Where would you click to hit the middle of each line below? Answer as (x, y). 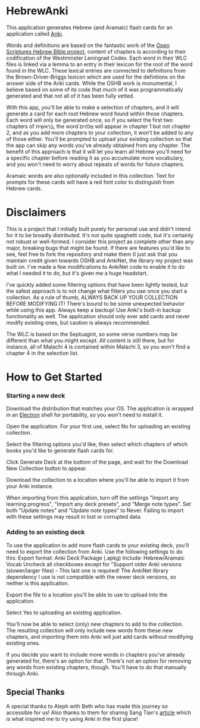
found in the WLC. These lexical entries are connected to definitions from (96, 70)
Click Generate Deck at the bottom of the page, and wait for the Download (97, 462)
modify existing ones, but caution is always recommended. (78, 322)
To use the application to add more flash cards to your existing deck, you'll (98, 545)
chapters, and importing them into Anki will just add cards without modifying (100, 636)
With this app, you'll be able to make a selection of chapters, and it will (93, 107)
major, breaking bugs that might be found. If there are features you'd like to (98, 247)
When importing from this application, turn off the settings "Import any (93, 498)
